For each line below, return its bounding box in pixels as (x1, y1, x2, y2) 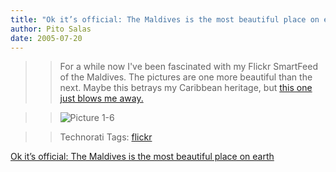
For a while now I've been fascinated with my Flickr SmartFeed (59, 61, 318, 73)
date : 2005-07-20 (10, 33, 83, 43)
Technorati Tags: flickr (59, 131, 153, 143)
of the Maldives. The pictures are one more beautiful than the (59, 71, 313, 83)
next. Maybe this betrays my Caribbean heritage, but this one (59, 82, 313, 94)
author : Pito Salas (10, 24, 92, 34)
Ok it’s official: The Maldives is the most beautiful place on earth (10, 151, 275, 163)
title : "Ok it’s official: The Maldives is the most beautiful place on (10, 14, 320, 25)
